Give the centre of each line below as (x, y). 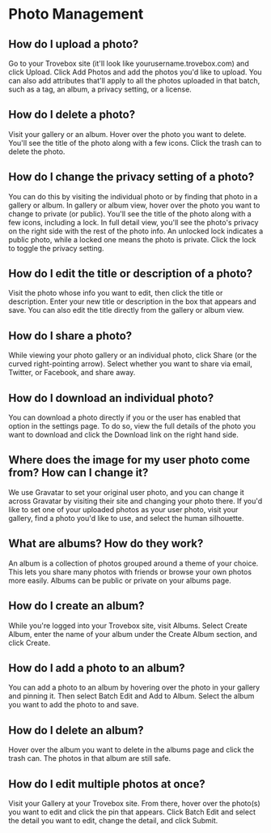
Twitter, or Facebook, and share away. (72, 373)
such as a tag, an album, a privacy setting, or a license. (100, 89)
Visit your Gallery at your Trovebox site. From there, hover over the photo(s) (134, 803)
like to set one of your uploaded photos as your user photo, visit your (123, 509)
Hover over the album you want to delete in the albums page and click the (131, 750)
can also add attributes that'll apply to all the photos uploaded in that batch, (134, 81)
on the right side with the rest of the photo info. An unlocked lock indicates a (136, 231)
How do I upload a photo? (74, 44)
